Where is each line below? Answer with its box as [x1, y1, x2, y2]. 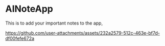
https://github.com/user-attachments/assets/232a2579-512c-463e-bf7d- [5, 30, 160, 36]
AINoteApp [5, 3, 54, 15]
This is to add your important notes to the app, [5, 20, 103, 26]
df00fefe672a [5, 35, 35, 41]
